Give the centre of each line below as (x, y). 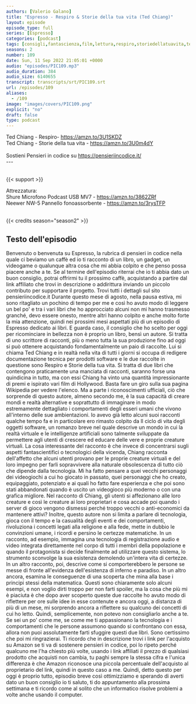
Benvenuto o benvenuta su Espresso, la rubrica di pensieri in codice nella (94, 253)
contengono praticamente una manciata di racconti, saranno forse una (91, 371)
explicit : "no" (24, 109)
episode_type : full (30, 28)
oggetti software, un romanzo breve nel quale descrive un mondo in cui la (94, 427)
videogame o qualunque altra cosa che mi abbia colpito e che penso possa (96, 265)
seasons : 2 (19, 50)
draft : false (22, 115)
